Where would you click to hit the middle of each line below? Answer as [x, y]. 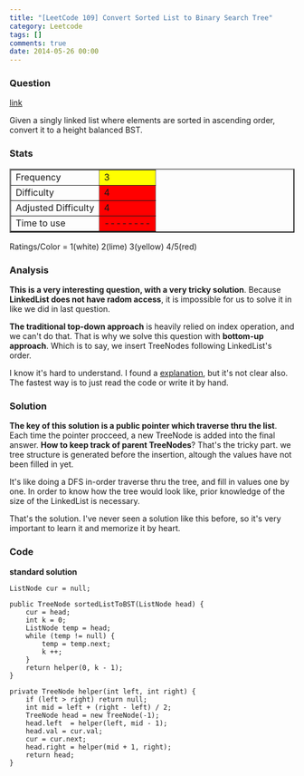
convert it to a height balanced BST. [76, 130]
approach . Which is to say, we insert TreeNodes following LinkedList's [141, 346]
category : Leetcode [46, 26]
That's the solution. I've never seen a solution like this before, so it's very [146, 519]
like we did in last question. [60, 309]
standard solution [43, 571]
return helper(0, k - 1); [75, 667]
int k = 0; [46, 620]
